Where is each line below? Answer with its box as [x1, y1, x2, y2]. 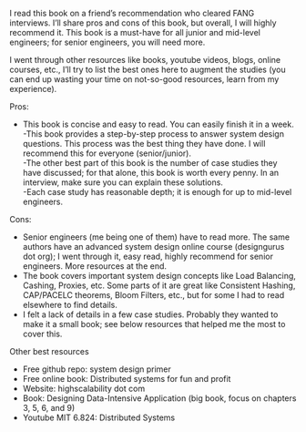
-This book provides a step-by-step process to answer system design [22, 129, 285, 139]
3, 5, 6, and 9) [22, 403, 76, 413]
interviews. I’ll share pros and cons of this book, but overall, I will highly [9, 17, 277, 28]
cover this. [22, 328, 63, 339]
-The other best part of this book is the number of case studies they [22, 158, 278, 168]
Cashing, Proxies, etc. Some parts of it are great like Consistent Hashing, [22, 280, 296, 291]
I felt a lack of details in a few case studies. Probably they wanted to [22, 309, 279, 320]
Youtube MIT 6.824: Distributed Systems [22, 412, 176, 423]
